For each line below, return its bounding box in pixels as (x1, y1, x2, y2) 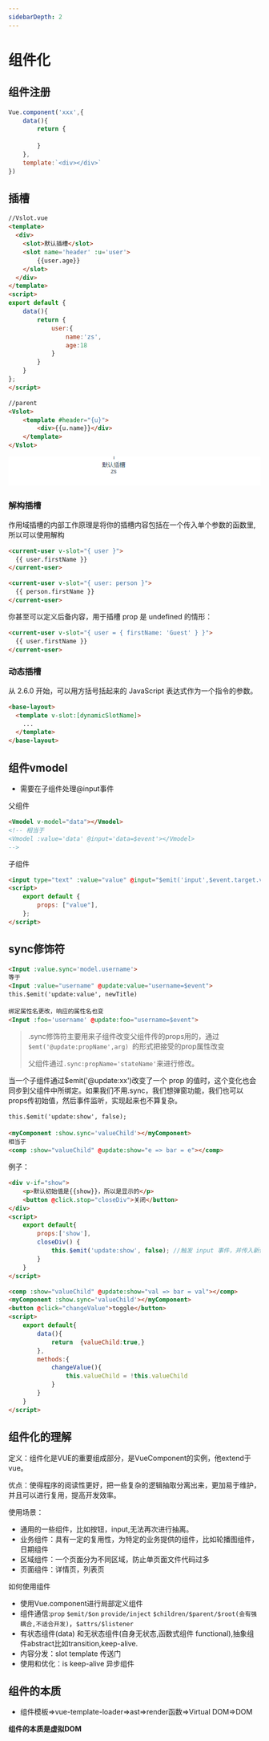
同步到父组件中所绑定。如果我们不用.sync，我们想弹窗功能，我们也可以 (8, 1086, 244, 1095)
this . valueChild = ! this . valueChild (65, 1372, 188, 1380)
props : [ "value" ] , (37, 901, 98, 910)
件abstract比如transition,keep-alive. (19, 1638, 139, 1648)
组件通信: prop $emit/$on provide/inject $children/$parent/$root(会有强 (19, 1609, 258, 1618)
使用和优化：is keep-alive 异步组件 (19, 1658, 134, 1668)
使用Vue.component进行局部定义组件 (19, 1598, 143, 1608)
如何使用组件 (8, 1581, 50, 1591)
